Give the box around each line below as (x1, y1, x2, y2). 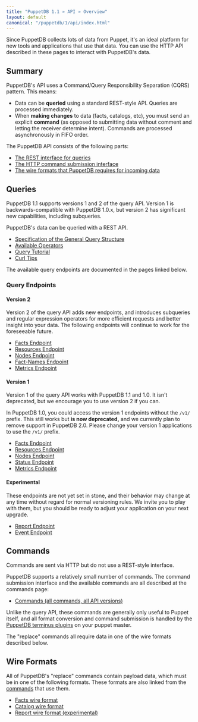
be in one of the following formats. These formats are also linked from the (6, 679, 187, 686)
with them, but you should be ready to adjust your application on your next (6, 504, 189, 511)
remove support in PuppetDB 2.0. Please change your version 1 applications (6, 422, 192, 429)
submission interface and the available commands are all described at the (6, 579, 187, 586)
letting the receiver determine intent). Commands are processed (14, 125, 172, 132)
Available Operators (14, 242, 64, 249)
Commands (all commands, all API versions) (14, 597, 123, 604)
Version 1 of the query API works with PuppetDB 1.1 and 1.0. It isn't (6, 391, 168, 398)
